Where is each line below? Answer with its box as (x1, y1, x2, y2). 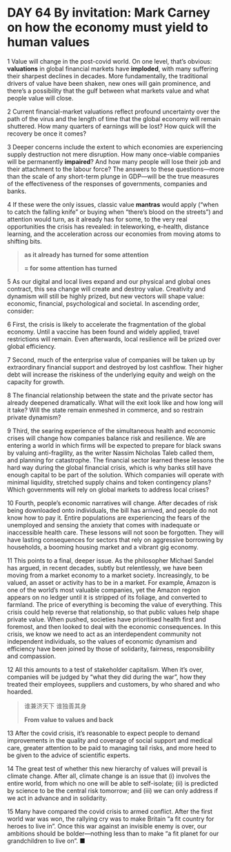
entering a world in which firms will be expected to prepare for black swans (7, 441, 222, 449)
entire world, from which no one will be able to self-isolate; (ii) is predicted (7, 779, 219, 787)
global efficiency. (7, 342, 57, 350)
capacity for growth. (7, 377, 66, 386)
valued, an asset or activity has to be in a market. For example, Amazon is (7, 578, 217, 586)
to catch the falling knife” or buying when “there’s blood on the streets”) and (7, 208, 223, 216)
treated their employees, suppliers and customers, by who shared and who (7, 680, 221, 688)
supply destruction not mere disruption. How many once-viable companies (7, 150, 220, 158)
